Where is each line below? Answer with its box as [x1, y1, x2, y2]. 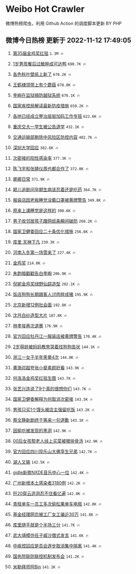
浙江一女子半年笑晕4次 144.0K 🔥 [12, 354, 78, 360]
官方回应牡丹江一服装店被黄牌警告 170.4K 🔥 [12, 333, 102, 339]
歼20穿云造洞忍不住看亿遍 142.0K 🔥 [12, 490, 85, 496]
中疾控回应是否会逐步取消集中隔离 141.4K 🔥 [12, 542, 102, 548]
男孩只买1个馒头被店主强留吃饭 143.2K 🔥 [12, 406, 95, 412]
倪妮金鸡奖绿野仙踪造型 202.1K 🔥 [12, 281, 80, 287]
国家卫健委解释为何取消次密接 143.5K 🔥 [12, 396, 93, 402]
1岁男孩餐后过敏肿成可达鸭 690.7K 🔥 [12, 61, 86, 67]
